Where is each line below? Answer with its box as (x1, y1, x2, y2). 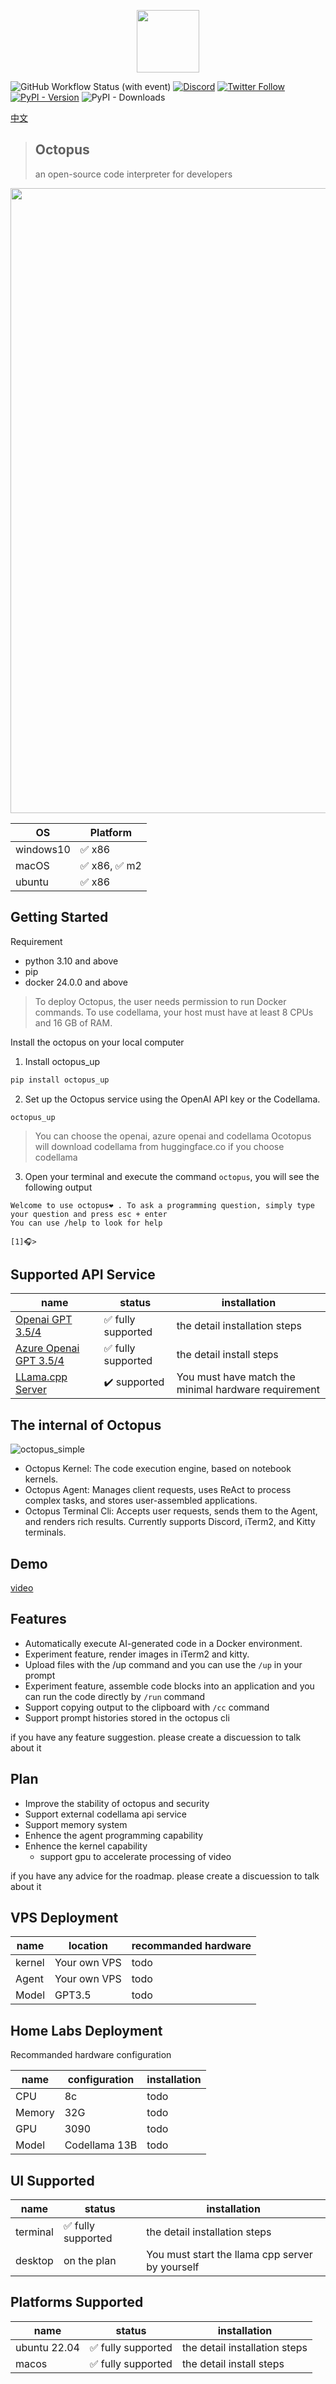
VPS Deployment (10, 1909, 119, 1926)
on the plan (63, 2254, 117, 2267)
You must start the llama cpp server (146, 2248, 313, 2261)
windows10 (15, 842, 71, 856)
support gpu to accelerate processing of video (39, 1850, 232, 1862)
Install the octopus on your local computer (10, 1036, 185, 1048)
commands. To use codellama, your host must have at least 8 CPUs (34, 1006, 314, 1018)
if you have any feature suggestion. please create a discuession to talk (10, 1731, 302, 1743)
